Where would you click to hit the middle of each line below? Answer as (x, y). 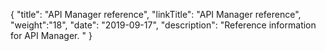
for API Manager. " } (51, 35)
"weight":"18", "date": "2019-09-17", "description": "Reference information (163, 25)
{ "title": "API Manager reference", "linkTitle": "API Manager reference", (156, 14)
